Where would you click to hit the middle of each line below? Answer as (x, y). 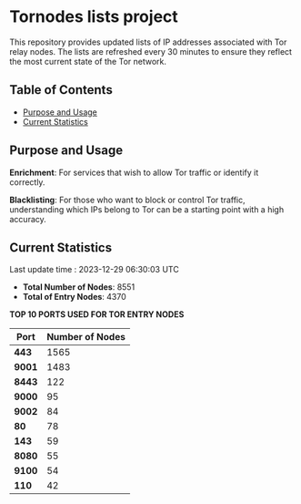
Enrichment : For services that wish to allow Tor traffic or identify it (134, 172)
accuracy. (28, 219)
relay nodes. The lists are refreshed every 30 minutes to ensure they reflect (151, 51)
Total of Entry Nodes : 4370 (75, 297)
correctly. (27, 182)
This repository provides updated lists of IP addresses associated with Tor (148, 42)
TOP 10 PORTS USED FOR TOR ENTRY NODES (97, 314)
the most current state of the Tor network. (88, 61)
